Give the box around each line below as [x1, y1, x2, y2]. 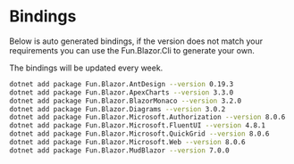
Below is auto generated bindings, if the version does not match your [9, 36, 264, 46]
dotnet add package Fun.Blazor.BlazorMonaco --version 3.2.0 [9, 96, 242, 105]
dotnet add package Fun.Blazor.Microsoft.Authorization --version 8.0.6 [9, 113, 286, 122]
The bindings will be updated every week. [9, 62, 164, 73]
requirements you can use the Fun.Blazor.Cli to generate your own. [9, 45, 255, 55]
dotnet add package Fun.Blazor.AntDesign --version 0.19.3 [9, 79, 234, 88]
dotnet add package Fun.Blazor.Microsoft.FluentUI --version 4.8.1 [9, 121, 266, 130]
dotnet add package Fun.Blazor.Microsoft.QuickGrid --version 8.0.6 [9, 129, 270, 139]
